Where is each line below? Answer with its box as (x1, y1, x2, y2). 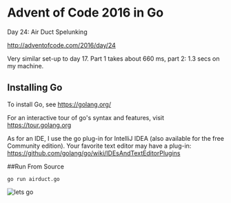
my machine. (7, 61, 44, 70)
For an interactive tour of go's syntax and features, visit (7, 113, 164, 122)
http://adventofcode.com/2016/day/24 (7, 41, 116, 49)
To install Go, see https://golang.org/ (7, 100, 112, 108)
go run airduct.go (7, 175, 60, 182)
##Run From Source (7, 162, 64, 171)
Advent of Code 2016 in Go (7, 5, 164, 21)
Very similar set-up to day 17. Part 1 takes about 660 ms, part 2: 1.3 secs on (7, 54, 220, 63)
